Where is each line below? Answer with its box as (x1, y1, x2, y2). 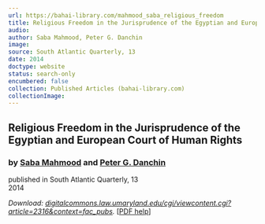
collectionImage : (8, 92, 65, 100)
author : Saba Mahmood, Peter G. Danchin (8, 33, 144, 42)
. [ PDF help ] (112, 206, 151, 216)
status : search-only (8, 70, 77, 78)
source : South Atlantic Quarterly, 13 (8, 48, 136, 56)
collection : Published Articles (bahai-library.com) (8, 84, 185, 93)
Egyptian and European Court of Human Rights (8, 133, 243, 146)
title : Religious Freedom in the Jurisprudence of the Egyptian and (8, 19, 238, 27)
